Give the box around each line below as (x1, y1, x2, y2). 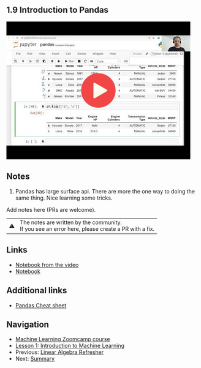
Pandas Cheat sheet (15, 301, 67, 309)
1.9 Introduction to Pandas (6, 5, 109, 15)
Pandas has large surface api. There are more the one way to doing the (15, 187, 195, 195)
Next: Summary (15, 355, 55, 362)
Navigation (6, 319, 49, 329)
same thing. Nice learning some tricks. (15, 194, 113, 201)
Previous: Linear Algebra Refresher (15, 348, 104, 356)
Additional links (6, 285, 67, 296)
